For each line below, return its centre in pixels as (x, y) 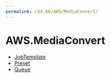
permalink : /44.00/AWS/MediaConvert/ (52, 11)
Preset (22, 63)
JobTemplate (30, 57)
